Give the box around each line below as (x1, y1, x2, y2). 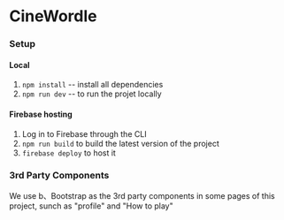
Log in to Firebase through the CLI (21, 128, 148, 139)
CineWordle (9, 6, 97, 27)
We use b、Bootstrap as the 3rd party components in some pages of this (9, 190, 276, 201)
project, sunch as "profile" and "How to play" (9, 201, 174, 211)
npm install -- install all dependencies (21, 80, 164, 90)
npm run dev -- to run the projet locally (21, 88, 162, 99)
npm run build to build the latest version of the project (21, 138, 219, 148)
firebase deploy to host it (21, 148, 117, 158)
